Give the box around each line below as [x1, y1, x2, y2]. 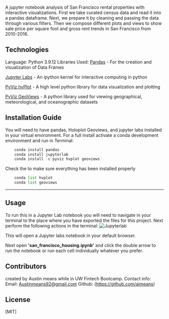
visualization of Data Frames [5, 64, 64, 70]
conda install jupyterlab [14, 152, 69, 157]
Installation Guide [5, 113, 62, 122]
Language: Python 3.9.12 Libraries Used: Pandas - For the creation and [5, 59, 152, 65]
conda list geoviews [14, 180, 57, 185]
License [5, 295, 31, 304]
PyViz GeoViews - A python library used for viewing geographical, [5, 93, 142, 100]
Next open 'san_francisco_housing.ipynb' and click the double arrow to [5, 242, 156, 248]
